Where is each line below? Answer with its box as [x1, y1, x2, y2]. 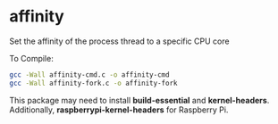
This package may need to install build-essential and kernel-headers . [9, 95, 270, 105]
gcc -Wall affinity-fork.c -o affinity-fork [9, 79, 178, 87]
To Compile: [9, 53, 54, 63]
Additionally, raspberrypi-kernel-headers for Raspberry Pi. [9, 104, 229, 115]
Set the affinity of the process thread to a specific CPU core [9, 36, 230, 46]
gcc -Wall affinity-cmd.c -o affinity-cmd [9, 70, 170, 79]
